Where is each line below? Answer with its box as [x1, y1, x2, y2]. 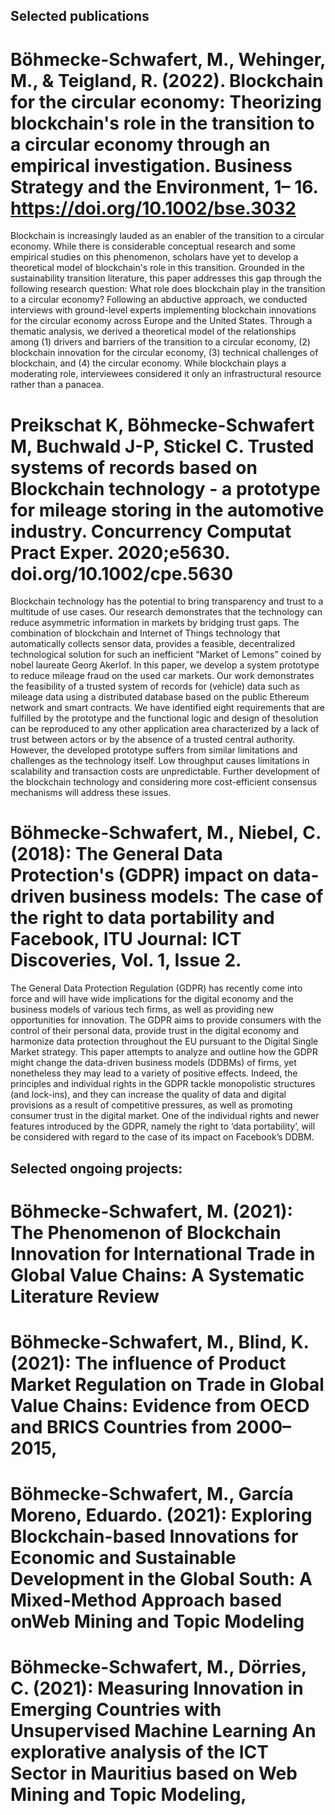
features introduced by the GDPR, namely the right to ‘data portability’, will [10, 1120, 316, 1133]
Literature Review [10, 1285, 160, 1308]
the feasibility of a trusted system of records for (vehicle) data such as [10, 680, 300, 693]
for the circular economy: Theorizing [10, 90, 323, 113]
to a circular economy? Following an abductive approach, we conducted [10, 294, 308, 306]
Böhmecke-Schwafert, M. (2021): [10, 1200, 293, 1223]
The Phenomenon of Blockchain [10, 1221, 282, 1244]
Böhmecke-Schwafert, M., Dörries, [10, 1656, 307, 1679]
